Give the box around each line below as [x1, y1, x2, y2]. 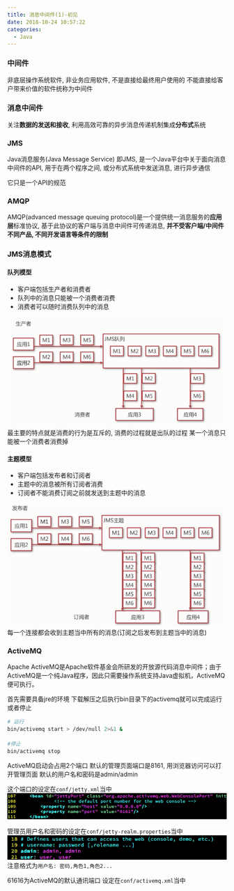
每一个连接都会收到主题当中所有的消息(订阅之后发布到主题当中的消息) [7, 629, 208, 637]
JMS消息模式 [7, 249, 52, 259]
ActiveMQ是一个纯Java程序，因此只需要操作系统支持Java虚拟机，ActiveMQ [7, 672, 226, 680]
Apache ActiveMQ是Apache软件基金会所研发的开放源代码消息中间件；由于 [7, 663, 222, 671]
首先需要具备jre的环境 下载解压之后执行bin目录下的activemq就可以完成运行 [7, 695, 223, 703]
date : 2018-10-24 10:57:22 [7, 18, 86, 26]
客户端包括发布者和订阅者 [17, 471, 91, 480]
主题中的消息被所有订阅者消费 [17, 480, 103, 489]
